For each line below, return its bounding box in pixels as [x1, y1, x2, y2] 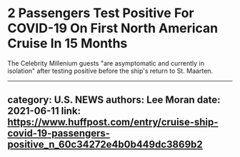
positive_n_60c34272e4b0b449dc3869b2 [7, 138, 204, 151]
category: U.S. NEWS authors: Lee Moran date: [7, 94, 221, 106]
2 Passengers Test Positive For [7, 5, 194, 21]
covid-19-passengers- [7, 127, 111, 140]
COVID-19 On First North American [7, 20, 219, 36]
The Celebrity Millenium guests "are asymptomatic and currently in [7, 59, 205, 67]
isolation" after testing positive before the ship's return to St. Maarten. [7, 66, 213, 75]
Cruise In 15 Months [7, 36, 128, 51]
